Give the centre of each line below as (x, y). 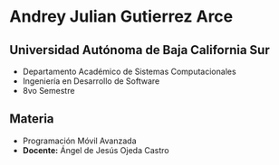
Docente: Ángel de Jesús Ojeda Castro (96, 150)
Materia (32, 119)
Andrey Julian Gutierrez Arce (121, 17)
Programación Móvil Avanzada (80, 141)
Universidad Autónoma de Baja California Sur (139, 50)
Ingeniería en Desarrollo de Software (91, 81)
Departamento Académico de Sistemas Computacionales (130, 71)
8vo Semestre (48, 91)
